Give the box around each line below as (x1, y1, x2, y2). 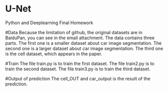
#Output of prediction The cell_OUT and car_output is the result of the (5, 75, 151, 81)
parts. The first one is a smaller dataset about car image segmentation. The (5, 40, 162, 46)
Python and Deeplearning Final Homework (5, 20, 93, 26)
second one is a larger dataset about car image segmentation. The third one (5, 45, 163, 51)
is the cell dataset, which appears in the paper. (5, 51, 102, 57)
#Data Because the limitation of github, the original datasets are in (5, 29, 143, 35)
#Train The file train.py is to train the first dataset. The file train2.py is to (5, 60, 155, 66)
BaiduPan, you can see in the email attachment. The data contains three (5, 35, 155, 41)
